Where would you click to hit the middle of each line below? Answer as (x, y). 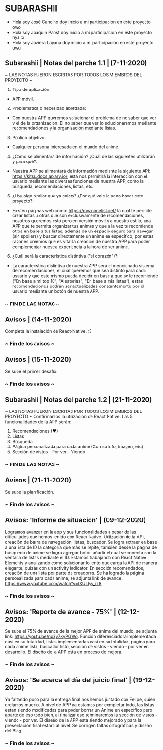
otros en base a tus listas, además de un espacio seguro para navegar (82, 231)
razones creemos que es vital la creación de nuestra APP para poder (81, 241)
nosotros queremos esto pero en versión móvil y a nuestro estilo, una (81, 221)
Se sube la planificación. (30, 492)
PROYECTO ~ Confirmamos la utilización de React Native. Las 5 (69, 416)
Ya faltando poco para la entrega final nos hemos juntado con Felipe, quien (80, 699)
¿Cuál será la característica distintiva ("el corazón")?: (65, 256)
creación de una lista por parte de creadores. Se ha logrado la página (75, 573)
